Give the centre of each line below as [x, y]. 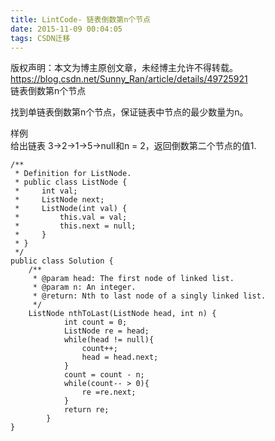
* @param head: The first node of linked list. [133, 279]
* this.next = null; [75, 226]
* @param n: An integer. [84, 287]
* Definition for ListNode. [73, 174]
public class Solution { [62, 261]
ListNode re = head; [106, 331]
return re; [86, 410]
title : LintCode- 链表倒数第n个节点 [80, 19]
